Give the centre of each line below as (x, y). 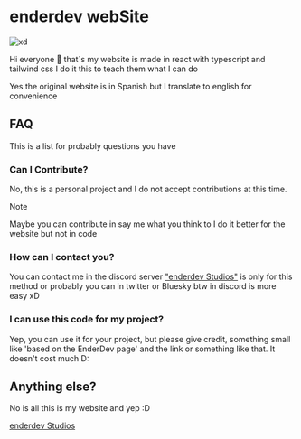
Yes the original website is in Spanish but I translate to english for (131, 86)
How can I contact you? (62, 257)
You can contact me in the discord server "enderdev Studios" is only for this (151, 276)
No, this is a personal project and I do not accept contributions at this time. (148, 189)
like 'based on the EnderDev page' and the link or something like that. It (142, 349)
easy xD (25, 296)
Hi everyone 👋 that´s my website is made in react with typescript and (137, 59)
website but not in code (53, 234)
